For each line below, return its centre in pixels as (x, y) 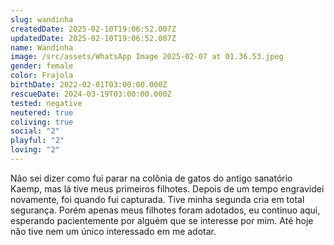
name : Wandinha (42, 47)
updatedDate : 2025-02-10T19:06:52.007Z (93, 38)
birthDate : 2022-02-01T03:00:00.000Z (89, 85)
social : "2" (35, 131)
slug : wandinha (42, 19)
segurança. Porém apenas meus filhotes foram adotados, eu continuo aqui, (165, 210)
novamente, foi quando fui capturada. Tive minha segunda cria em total (157, 199)
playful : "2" (37, 141)
